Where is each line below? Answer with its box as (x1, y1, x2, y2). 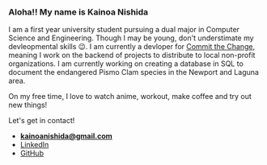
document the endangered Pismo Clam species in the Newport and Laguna (8, 68, 259, 77)
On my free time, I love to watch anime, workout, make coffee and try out (8, 92, 252, 101)
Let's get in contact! (8, 116, 75, 126)
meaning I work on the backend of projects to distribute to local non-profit (8, 51, 256, 60)
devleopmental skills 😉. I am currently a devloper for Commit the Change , (8, 42, 256, 52)
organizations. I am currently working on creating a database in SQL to (8, 59, 244, 68)
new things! (8, 100, 48, 110)
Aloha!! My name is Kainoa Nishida (8, 6, 149, 18)
